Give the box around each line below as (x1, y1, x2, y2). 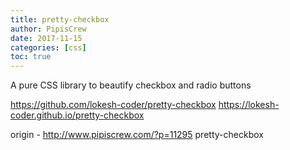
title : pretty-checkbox (10, 14, 110, 25)
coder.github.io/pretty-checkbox (10, 109, 145, 121)
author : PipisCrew (10, 24, 87, 34)
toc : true (10, 52, 52, 62)
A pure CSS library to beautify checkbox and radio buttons (10, 79, 252, 91)
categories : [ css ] (10, 42, 87, 53)
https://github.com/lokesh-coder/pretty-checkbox (10, 99, 217, 111)
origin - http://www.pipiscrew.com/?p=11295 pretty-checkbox (10, 129, 264, 141)
